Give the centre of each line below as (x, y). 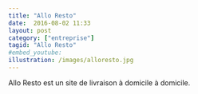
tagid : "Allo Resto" (43, 45)
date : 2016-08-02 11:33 (49, 23)
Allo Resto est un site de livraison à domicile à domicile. (99, 82)
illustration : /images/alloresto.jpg (71, 61)
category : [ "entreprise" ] (51, 38)
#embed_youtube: (35, 53)
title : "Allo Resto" (43, 16)
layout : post (30, 30)
